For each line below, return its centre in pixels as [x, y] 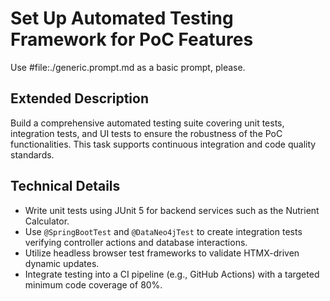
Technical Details [65, 186]
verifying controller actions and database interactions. [136, 242]
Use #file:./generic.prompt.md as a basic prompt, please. [128, 67]
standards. [32, 154]
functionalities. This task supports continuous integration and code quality [163, 144]
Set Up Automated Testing [122, 18]
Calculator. [47, 221]
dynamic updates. [62, 263]
